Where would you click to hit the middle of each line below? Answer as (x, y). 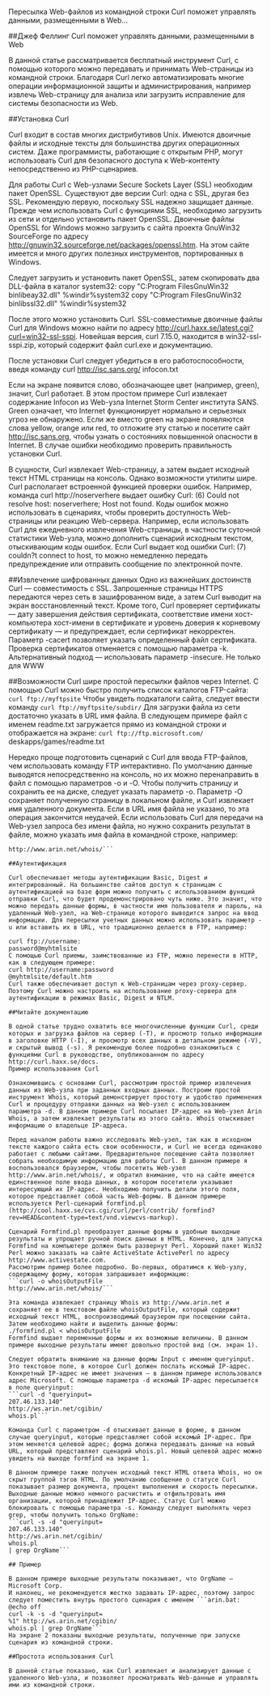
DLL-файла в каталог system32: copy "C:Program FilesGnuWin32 (119, 286)
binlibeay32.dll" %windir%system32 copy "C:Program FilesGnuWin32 (125, 295)
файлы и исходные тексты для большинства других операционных (124, 143)
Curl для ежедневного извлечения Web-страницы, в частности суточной (135, 530)
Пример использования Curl (54, 1069)
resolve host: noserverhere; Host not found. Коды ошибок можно (119, 504)
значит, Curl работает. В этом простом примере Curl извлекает (118, 393)
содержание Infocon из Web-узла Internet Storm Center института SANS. (133, 402)
